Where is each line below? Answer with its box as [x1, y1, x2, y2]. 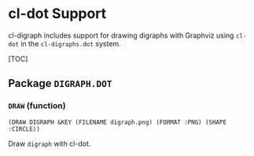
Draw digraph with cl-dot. [8, 139, 91, 148]
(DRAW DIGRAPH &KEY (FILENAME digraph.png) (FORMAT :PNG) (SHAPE [8, 118, 226, 126]
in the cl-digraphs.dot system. [20, 38, 121, 48]
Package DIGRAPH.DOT [8, 77, 112, 90]
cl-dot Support [8, 5, 107, 23]
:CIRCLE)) [8, 125, 41, 133]
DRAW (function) [8, 100, 66, 111]
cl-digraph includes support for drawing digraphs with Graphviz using [8, 31, 234, 40]
